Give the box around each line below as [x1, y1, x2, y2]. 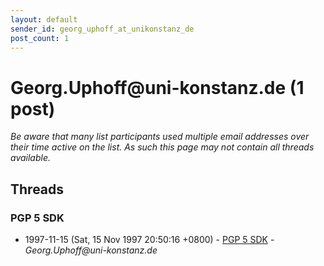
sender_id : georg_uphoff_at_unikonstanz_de [10, 24, 195, 34]
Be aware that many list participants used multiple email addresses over [10, 131, 310, 143]
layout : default [10, 14, 78, 25]
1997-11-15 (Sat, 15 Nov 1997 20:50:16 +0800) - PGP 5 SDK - [24, 234, 275, 245]
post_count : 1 [10, 33, 70, 43]
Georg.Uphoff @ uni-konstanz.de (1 [10, 76, 305, 99]
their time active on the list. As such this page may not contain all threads [10, 141, 315, 153]
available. [10, 152, 52, 164]
